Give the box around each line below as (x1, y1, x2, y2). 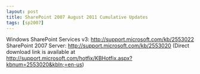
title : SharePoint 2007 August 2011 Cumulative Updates (6, 14, 148, 20)
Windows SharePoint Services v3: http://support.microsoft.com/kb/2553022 (6, 36, 194, 43)
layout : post (6, 8, 39, 15)
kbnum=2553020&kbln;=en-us (6, 61, 82, 68)
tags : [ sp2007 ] (6, 20, 44, 25)
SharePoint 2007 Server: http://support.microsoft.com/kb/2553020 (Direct (6, 42, 190, 49)
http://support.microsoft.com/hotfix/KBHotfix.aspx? (6, 54, 133, 62)
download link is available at (6, 49, 76, 56)
